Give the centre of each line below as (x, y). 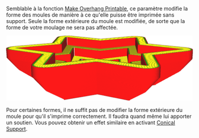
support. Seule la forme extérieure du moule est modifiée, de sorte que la (96, 21)
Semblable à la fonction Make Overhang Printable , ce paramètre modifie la (97, 9)
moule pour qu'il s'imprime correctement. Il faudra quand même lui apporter (99, 116)
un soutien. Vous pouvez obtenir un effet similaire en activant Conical (91, 122)
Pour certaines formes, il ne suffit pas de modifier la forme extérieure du (94, 110)
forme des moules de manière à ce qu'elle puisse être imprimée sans (90, 15)
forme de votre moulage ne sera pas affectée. (62, 27)
